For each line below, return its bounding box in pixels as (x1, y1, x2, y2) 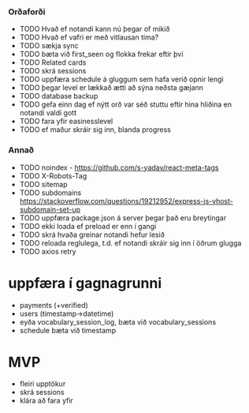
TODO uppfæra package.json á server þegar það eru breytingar (19, 212, 227, 223)
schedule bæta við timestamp (19, 325, 117, 335)
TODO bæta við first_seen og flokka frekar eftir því (19, 50, 184, 59)
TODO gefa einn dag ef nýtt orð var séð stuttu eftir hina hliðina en (19, 99, 232, 109)
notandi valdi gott (19, 108, 77, 118)
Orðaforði (8, 6, 46, 17)
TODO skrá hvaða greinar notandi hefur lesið (19, 230, 165, 239)
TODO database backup (19, 92, 98, 101)
